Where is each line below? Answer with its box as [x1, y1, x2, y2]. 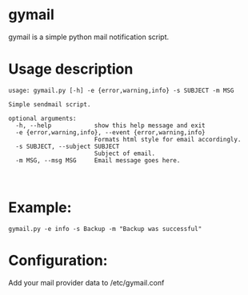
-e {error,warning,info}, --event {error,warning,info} [15, 128, 206, 137]
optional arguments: [8, 114, 78, 122]
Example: [8, 198, 72, 217]
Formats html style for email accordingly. [94, 135, 242, 143]
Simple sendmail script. [8, 100, 91, 109]
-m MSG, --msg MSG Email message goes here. [15, 156, 181, 165]
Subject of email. [94, 149, 156, 157]
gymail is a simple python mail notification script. [8, 32, 170, 42]
